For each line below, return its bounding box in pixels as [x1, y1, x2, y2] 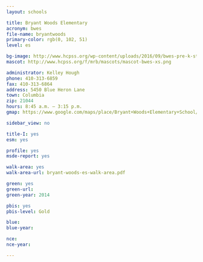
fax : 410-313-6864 [6, 81, 53, 87]
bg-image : [6, 53, 31, 59]
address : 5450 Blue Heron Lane [6, 87, 85, 93]
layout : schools [6, 8, 47, 15]
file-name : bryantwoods [6, 31, 66, 37]
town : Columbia [6, 92, 45, 99]
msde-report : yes [6, 153, 50, 159]
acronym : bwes [6, 25, 42, 31]
